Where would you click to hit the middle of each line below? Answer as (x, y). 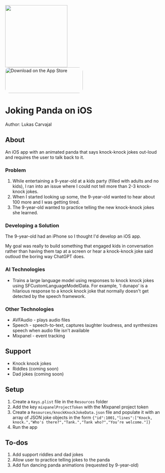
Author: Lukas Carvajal (29, 124)
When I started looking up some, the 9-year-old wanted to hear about (83, 197)
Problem (16, 170)
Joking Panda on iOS (49, 111)
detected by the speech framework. (49, 296)
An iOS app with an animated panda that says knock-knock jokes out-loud (81, 152)
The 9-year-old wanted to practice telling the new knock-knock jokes (83, 207)
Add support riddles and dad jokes (48, 455)
